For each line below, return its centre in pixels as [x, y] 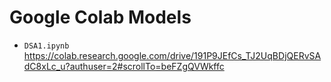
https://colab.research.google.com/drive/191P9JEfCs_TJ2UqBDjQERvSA [172, 55]
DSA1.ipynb [46, 46]
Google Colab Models [100, 17]
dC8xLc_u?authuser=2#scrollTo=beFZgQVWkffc [124, 66]
